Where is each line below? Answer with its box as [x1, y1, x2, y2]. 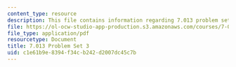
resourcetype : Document [7, 36, 77, 43]
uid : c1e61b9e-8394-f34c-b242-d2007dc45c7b [7, 50, 137, 57]
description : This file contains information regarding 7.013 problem [7, 17, 218, 24]
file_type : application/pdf [7, 29, 90, 37]
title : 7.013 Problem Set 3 [7, 43, 90, 50]
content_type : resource [7, 10, 77, 17]
